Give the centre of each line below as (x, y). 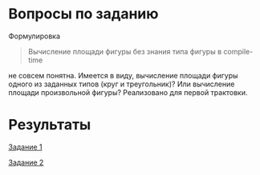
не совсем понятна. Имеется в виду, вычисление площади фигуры (123, 75)
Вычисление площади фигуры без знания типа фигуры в (125, 51)
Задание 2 (26, 162)
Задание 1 (25, 147)
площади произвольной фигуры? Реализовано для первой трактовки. (128, 92)
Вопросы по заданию (83, 14)
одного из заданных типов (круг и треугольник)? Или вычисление (122, 84)
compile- (238, 51)
